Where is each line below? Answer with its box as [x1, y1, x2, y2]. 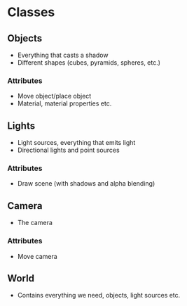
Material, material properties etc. [17, 99, 112, 108]
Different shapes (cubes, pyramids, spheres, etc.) [17, 58, 161, 67]
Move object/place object [17, 92, 92, 101]
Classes [7, 4, 55, 20]
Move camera [17, 252, 57, 260]
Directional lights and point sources [17, 146, 120, 155]
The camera [17, 219, 53, 227]
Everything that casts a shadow [17, 51, 109, 59]
